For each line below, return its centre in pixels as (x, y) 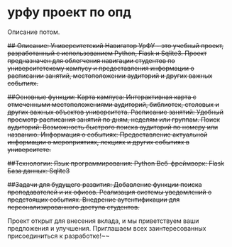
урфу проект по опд (69, 12)
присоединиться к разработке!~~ (59, 236)
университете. (29, 149)
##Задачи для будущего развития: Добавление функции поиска (105, 184)
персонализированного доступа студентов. (73, 207)
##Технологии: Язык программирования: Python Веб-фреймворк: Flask (116, 163)
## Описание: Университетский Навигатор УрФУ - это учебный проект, (116, 45)
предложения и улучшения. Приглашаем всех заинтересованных (107, 228)
